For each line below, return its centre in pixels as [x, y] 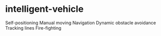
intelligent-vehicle [44, 9]
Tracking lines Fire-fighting [33, 28]
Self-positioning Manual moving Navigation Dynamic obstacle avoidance [81, 23]
